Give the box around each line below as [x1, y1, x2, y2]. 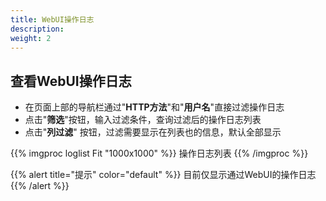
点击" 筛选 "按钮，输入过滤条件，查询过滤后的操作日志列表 [24, 114, 262, 126]
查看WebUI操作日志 [10, 72, 132, 90]
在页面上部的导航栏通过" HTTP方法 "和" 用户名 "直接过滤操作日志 [24, 101, 285, 113]
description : [10, 24, 65, 34]
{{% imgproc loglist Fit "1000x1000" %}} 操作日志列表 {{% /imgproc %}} [10, 147, 309, 160]
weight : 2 [10, 33, 52, 43]
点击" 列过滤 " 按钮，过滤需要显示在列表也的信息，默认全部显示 [24, 126, 282, 138]
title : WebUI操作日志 [10, 14, 95, 25]
